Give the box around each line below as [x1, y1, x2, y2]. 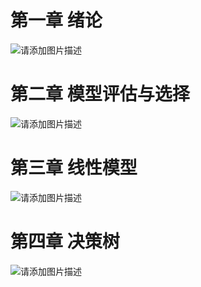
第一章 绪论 [10, 9, 103, 32]
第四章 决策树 [10, 231, 120, 253]
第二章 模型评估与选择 [10, 83, 190, 106]
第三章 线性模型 [10, 157, 138, 180]
